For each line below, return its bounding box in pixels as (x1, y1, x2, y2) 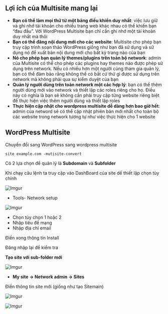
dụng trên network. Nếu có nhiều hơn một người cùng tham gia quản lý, (12, 65, 160, 71)
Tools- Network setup (12, 195, 58, 201)
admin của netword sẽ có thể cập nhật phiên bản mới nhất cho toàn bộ (12, 108, 159, 114)
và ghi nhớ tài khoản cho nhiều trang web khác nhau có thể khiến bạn (12, 23, 157, 29)
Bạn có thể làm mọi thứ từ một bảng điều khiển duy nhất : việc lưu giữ (12, 17, 158, 23)
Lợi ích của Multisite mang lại (5, 4, 98, 13)
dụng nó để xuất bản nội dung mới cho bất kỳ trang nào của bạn (12, 49, 145, 55)
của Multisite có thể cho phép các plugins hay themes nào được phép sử (12, 60, 163, 66)
